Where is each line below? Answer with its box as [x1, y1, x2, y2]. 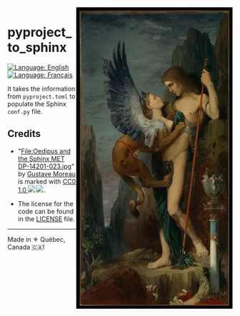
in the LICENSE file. [17, 214, 75, 223]
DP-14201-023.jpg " [17, 162, 75, 170]
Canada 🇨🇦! [7, 243, 45, 251]
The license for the [17, 199, 74, 208]
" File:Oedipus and [17, 146, 71, 156]
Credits [7, 128, 41, 140]
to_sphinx [7, 39, 67, 56]
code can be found [17, 207, 74, 215]
